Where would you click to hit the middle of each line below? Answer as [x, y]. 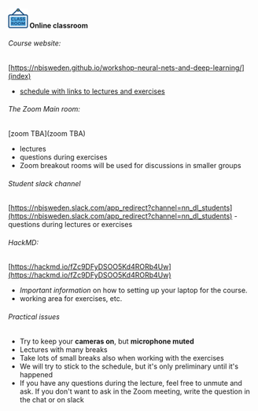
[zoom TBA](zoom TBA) [47, 134]
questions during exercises [63, 157]
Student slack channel [44, 183]
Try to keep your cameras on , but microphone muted [107, 341]
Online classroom [59, 25]
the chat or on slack [52, 399]
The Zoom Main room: [44, 109]
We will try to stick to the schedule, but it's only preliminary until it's [129, 366]
